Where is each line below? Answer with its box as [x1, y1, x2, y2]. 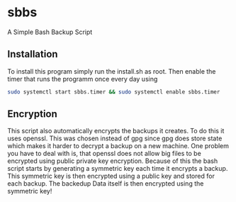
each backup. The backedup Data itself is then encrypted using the [7, 179, 204, 188]
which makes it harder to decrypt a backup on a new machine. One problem [7, 142, 229, 150]
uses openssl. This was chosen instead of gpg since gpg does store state [7, 134, 223, 142]
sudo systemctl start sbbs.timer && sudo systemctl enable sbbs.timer [7, 88, 220, 96]
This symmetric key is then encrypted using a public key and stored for [7, 172, 215, 181]
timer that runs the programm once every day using [7, 74, 158, 83]
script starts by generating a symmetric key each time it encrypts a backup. [7, 164, 228, 173]
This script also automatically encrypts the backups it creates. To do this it [7, 127, 225, 135]
